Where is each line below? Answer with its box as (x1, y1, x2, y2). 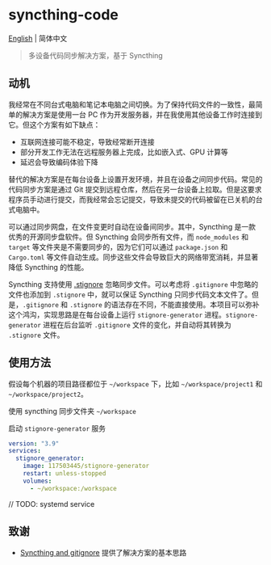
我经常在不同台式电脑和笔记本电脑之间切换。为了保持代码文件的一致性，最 (8, 99, 256, 109)
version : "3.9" (8, 439, 60, 448)
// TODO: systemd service (8, 499, 95, 508)
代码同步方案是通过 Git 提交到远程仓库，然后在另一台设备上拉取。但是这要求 (8, 184, 262, 194)
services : (8, 447, 42, 455)
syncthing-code (8, 6, 119, 24)
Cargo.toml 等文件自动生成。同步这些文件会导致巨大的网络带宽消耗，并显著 (8, 252, 259, 262)
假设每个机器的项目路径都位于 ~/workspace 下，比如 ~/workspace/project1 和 (8, 378, 263, 389)
